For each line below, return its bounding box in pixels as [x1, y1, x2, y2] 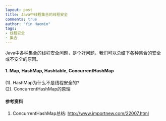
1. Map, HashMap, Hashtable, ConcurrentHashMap [5, 68, 114, 74]
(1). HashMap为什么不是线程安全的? [5, 80, 80, 86]
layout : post [5, 7, 33, 13]
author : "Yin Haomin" [5, 21, 51, 27]
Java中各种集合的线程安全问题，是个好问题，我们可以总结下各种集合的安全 [5, 50, 161, 56]
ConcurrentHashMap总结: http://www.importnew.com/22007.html [12, 110, 149, 116]
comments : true [5, 17, 37, 22]
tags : [5, 26, 17, 31]
